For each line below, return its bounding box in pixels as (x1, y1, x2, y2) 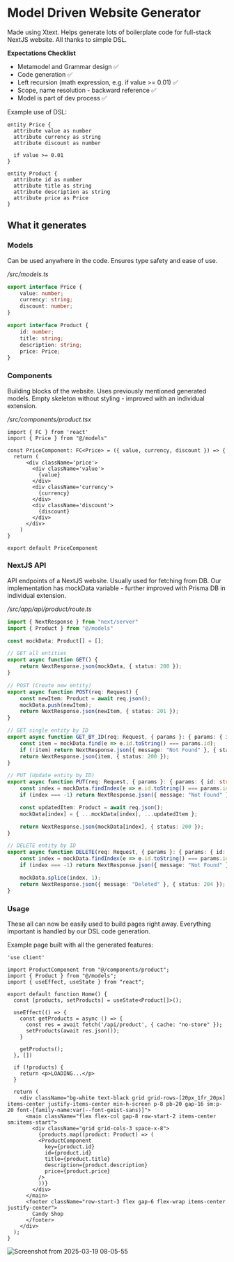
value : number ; (19, 290, 64, 297)
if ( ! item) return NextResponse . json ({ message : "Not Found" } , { (19, 746, 217, 753)
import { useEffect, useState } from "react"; (7, 978, 145, 985)
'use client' (7, 954, 45, 961)
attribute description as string (13, 188, 111, 195)
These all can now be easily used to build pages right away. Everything (7, 919, 211, 928)
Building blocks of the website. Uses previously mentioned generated (7, 386, 207, 395)
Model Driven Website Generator (7, 5, 201, 21)
